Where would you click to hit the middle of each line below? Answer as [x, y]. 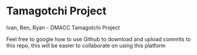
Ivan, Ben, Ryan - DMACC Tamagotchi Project [63, 27]
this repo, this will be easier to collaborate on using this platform [86, 45]
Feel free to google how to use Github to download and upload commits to [99, 39]
